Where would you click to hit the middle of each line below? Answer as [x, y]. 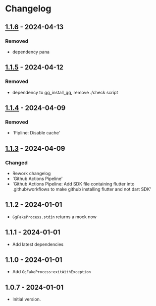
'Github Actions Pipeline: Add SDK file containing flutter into [73, 184]
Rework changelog [31, 173]
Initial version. [26, 299]
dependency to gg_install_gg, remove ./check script [65, 92]
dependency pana [31, 52]
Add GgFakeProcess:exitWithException [52, 272]
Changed [17, 163]
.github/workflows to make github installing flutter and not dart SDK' [82, 189]
